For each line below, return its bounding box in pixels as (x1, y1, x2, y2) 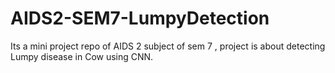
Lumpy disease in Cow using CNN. (10, 50, 154, 62)
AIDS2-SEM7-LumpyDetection (10, 7, 270, 30)
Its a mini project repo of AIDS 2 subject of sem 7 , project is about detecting (10, 40, 326, 52)
